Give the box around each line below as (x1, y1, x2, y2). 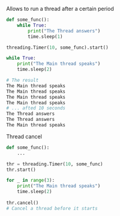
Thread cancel (6, 132, 42, 140)
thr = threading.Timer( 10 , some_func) (6, 161, 103, 167)
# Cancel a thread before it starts (6, 205, 98, 211)
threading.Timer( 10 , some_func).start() (6, 45, 109, 51)
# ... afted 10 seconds (6, 105, 66, 111)
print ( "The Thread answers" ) (28, 28, 101, 34)
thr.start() (6, 167, 36, 173)
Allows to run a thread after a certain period (6, 5, 114, 12)
